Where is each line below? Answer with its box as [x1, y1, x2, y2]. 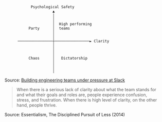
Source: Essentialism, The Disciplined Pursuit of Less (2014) [4, 112, 125, 117]
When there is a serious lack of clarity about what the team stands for [16, 87, 157, 92]
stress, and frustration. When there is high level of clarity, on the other [16, 97, 157, 102]
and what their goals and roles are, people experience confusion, [16, 92, 147, 98]
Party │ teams [28, 26, 70, 31]
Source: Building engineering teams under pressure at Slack [4, 77, 125, 83]
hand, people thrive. [16, 102, 57, 108]
